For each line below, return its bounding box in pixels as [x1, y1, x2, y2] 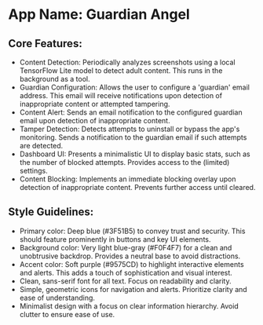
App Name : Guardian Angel [8, 5, 190, 24]
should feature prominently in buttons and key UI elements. [19, 234, 211, 244]
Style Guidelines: [8, 206, 94, 219]
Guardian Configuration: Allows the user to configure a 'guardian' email [19, 82, 250, 92]
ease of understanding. [19, 293, 96, 302]
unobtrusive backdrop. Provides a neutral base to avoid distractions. [19, 251, 241, 261]
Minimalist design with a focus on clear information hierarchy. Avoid [19, 301, 239, 311]
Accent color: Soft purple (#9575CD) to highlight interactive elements [19, 259, 245, 268]
